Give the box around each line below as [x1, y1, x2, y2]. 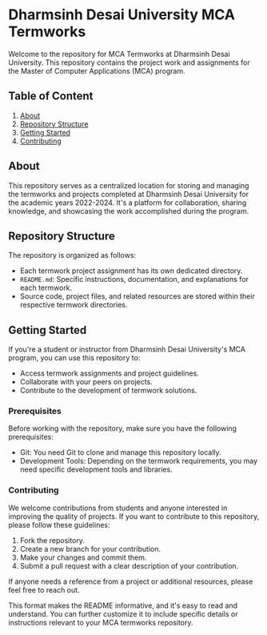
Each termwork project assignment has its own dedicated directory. [19, 266, 243, 275]
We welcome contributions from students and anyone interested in [8, 503, 228, 512]
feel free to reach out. [8, 585, 80, 594]
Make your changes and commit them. [19, 553, 147, 562]
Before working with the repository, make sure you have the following [8, 424, 237, 433]
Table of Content [8, 90, 94, 103]
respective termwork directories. [19, 300, 128, 310]
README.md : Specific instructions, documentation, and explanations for [19, 275, 249, 284]
